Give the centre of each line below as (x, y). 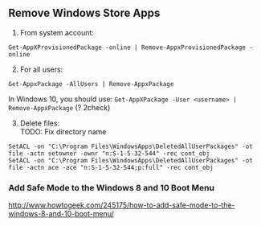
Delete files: (40, 123)
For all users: (41, 69)
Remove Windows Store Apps (84, 13)
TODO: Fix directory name (63, 131)
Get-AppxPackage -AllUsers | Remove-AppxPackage (91, 84)
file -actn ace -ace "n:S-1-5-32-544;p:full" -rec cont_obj (111, 167)
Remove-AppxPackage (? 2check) (59, 107)
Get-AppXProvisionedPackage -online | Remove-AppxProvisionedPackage (127, 47)
